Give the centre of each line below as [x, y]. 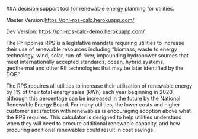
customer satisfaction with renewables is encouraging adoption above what [99, 111]
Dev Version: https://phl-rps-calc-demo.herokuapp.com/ [76, 31]
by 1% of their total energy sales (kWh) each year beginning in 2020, [90, 92]
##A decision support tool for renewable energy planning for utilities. [90, 9]
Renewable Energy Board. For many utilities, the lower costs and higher [93, 105]
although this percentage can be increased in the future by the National [93, 98]
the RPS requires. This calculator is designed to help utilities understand [94, 117]
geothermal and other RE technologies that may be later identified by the [95, 68]
